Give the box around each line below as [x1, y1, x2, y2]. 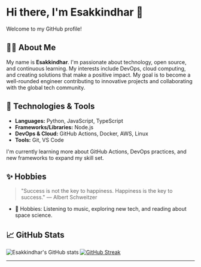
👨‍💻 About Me [6, 43, 56, 53]
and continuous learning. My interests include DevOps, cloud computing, [6, 65, 186, 72]
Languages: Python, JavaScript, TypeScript [14, 117, 124, 125]
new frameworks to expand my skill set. [6, 154, 104, 161]
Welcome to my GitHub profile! [6, 25, 82, 32]
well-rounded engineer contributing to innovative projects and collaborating [6, 77, 193, 84]
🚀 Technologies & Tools [6, 101, 95, 111]
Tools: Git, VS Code [14, 136, 64, 143]
